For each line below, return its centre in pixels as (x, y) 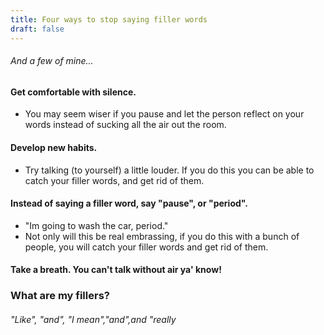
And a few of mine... (52, 61)
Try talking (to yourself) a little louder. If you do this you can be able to (169, 170)
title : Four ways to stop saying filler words (109, 19)
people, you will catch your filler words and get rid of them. (146, 247)
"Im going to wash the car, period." (96, 225)
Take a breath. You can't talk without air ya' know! (116, 270)
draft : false (37, 29)
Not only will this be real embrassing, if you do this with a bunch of (162, 236)
